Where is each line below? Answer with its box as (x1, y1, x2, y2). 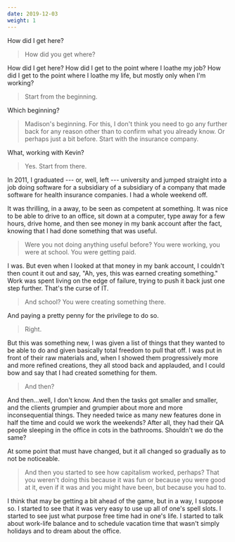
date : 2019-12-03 (7, 10, 58, 18)
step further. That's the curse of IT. (7, 283, 109, 292)
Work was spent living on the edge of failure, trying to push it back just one (7, 276, 225, 285)
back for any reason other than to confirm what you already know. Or (24, 127, 225, 135)
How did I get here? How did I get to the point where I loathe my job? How (7, 63, 222, 72)
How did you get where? (24, 50, 96, 58)
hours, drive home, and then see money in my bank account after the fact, (7, 219, 222, 228)
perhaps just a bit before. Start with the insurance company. (24, 135, 199, 143)
